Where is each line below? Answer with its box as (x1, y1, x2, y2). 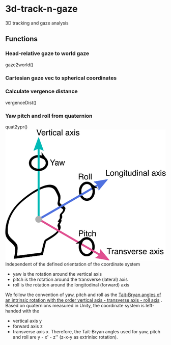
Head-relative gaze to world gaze (5, 50, 90, 57)
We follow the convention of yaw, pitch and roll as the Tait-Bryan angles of (5, 291, 161, 298)
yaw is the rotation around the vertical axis (12, 271, 102, 277)
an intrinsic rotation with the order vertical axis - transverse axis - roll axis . (5, 297, 162, 303)
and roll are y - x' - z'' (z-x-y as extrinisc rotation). (12, 334, 118, 340)
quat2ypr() (5, 124, 28, 130)
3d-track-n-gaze (5, 3, 78, 15)
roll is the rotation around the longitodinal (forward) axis (12, 282, 130, 288)
